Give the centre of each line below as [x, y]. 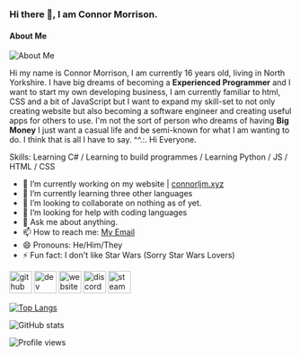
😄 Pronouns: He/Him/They [72, 245]
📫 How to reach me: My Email [79, 232]
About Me [28, 36]
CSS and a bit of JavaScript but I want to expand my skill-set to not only [142, 101]
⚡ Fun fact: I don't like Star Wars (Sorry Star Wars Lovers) [128, 256]
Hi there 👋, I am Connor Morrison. [84, 14]
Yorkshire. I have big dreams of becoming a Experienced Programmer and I [150, 82]
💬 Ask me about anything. [70, 222]
